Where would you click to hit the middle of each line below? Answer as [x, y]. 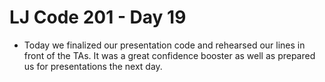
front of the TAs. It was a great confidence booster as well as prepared [169, 55]
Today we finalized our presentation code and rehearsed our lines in [164, 45]
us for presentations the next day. [93, 66]
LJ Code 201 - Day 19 [98, 17]
